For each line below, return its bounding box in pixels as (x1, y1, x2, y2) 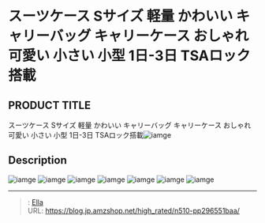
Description (8, 153, 67, 167)
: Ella (27, 197, 43, 206)
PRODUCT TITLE (8, 98, 91, 111)
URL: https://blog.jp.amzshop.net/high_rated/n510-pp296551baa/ (27, 206, 241, 215)
